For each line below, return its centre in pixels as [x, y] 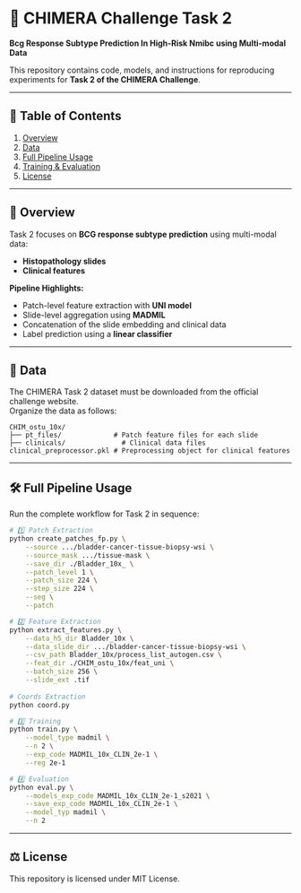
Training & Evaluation [61, 166]
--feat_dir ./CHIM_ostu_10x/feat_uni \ [100, 663]
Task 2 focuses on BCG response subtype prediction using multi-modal [143, 234]
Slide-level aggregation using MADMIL [94, 315]
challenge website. [44, 402]
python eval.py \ [42, 787]
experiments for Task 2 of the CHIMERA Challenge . [105, 79]
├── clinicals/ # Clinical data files [107, 443]
